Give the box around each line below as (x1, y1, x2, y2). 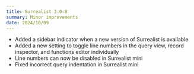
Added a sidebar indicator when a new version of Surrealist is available (14, 36, 189, 43)
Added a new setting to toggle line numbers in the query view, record (14, 42, 184, 49)
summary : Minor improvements (6, 14, 78, 20)
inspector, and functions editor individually (14, 49, 119, 56)
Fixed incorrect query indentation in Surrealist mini (14, 61, 139, 68)
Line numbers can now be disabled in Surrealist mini (14, 54, 143, 62)
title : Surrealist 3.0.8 (6, 8, 68, 15)
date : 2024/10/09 (6, 20, 49, 25)
